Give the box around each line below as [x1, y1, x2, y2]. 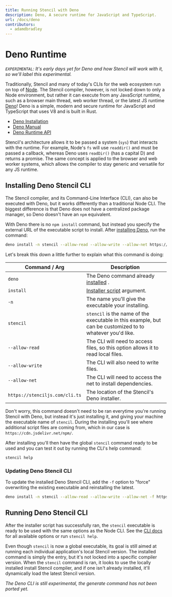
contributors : [5, 22, 36, 27]
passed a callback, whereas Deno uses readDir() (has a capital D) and [5, 150, 155, 157]
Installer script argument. [86, 287, 147, 294]
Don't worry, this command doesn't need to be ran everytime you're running [5, 408, 166, 414]
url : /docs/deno [5, 17, 40, 22]
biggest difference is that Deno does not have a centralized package [5, 206, 150, 212]
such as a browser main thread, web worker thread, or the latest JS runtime [5, 98, 165, 104]
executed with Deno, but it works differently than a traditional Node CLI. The [5, 200, 166, 206]
